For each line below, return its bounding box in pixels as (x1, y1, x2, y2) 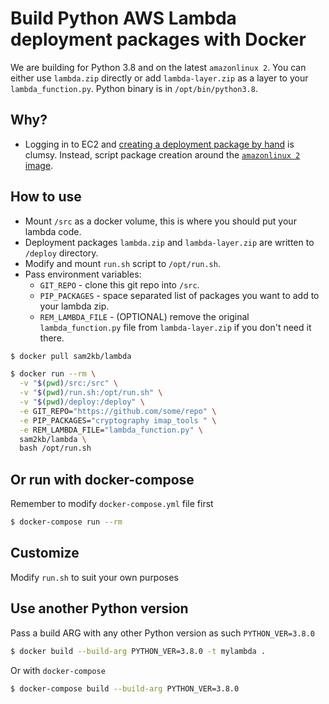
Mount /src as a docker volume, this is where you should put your (24, 215, 297, 227)
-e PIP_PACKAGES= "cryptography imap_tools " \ (19, 415, 217, 426)
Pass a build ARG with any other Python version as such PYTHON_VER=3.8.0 (10, 627, 316, 639)
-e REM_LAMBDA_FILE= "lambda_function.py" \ (19, 425, 203, 435)
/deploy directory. (24, 247, 99, 259)
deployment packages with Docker (10, 28, 307, 51)
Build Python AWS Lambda (10, 7, 237, 30)
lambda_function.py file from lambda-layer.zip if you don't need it (39, 321, 312, 333)
